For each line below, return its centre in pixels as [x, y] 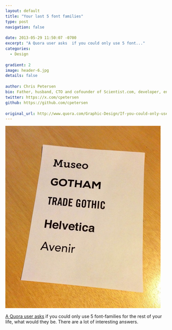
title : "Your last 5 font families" [44, 16]
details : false [21, 76]
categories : [18, 49]
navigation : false [25, 27]
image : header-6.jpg [27, 70]
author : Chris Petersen [31, 87]
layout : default [23, 11]
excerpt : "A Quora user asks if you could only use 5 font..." [75, 44]
